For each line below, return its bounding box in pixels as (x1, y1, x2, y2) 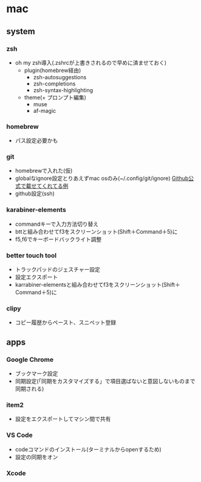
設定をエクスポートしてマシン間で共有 (15, 415, 111, 423)
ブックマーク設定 (15, 370, 58, 377)
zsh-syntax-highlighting (33, 86, 94, 93)
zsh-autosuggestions (33, 73, 87, 81)
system (6, 26, 35, 37)
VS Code (6, 431, 33, 439)
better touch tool (6, 251, 57, 259)
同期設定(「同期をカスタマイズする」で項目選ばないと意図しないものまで (15, 378, 196, 385)
